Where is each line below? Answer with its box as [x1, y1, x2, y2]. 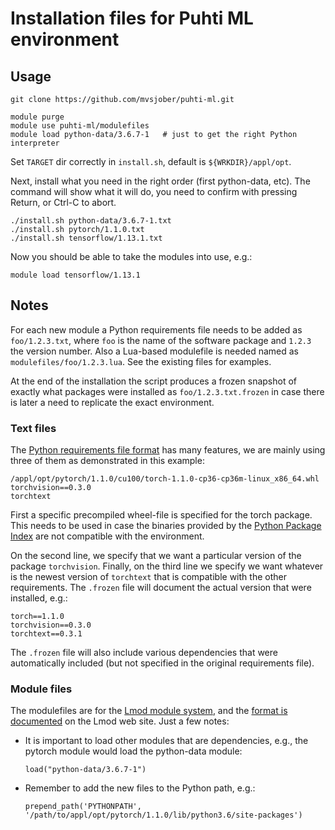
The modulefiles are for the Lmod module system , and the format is [10, 705, 288, 717]
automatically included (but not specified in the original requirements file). [10, 657, 315, 669]
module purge [10, 112, 65, 122]
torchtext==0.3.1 [10, 629, 83, 639]
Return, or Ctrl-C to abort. [10, 197, 117, 208]
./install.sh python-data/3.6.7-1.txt [10, 216, 172, 226]
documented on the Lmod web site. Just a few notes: [10, 715, 230, 727]
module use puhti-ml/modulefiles [10, 121, 150, 131]
